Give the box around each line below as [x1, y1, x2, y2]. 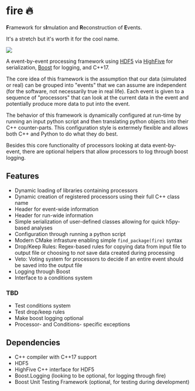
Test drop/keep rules [14, 308, 66, 315]
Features [6, 171, 39, 181]
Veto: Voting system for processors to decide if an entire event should [14, 255, 184, 262]
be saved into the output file [14, 261, 83, 268]
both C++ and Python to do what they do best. [6, 130, 118, 137]
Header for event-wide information [14, 205, 98, 213]
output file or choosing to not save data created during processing [14, 249, 175, 256]
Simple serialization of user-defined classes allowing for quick [14, 218, 165, 225]
